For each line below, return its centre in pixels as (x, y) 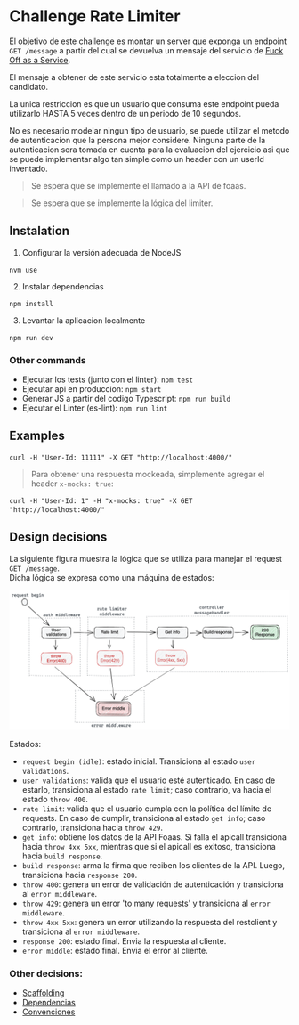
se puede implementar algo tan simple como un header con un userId (137, 159)
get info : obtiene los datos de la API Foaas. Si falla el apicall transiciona (154, 837)
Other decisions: (46, 973)
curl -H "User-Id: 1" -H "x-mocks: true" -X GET (101, 500)
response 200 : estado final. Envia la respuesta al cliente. (124, 940)
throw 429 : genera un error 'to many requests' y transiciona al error (146, 903)
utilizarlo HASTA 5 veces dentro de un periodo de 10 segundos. (125, 113)
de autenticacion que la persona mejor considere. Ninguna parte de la (137, 140)
